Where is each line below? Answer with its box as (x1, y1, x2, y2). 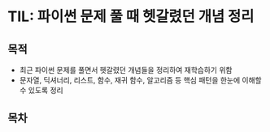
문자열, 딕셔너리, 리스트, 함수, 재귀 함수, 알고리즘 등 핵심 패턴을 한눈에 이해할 (19, 75, 262, 85)
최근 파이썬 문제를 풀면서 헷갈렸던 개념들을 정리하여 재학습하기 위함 (19, 66, 233, 75)
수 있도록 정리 (19, 86, 63, 95)
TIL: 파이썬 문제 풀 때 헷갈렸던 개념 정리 (7, 7, 255, 26)
